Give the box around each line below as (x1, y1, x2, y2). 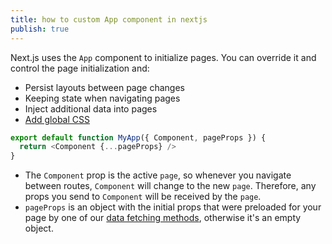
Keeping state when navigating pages (24, 92, 181, 104)
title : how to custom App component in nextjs (10, 14, 208, 25)
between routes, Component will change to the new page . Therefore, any (24, 180, 317, 192)
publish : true (10, 24, 70, 34)
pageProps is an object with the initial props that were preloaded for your (24, 201, 322, 213)
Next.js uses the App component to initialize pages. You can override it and (10, 51, 317, 63)
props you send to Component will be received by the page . (24, 191, 262, 203)
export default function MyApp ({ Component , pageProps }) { (10, 132, 267, 143)
